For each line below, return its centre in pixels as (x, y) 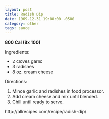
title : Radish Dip (24, 14)
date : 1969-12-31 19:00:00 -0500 (40, 19)
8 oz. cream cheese (33, 72)
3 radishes (23, 67)
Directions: (16, 82)
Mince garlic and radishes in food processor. (58, 91)
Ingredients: (17, 52)
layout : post (19, 10)
